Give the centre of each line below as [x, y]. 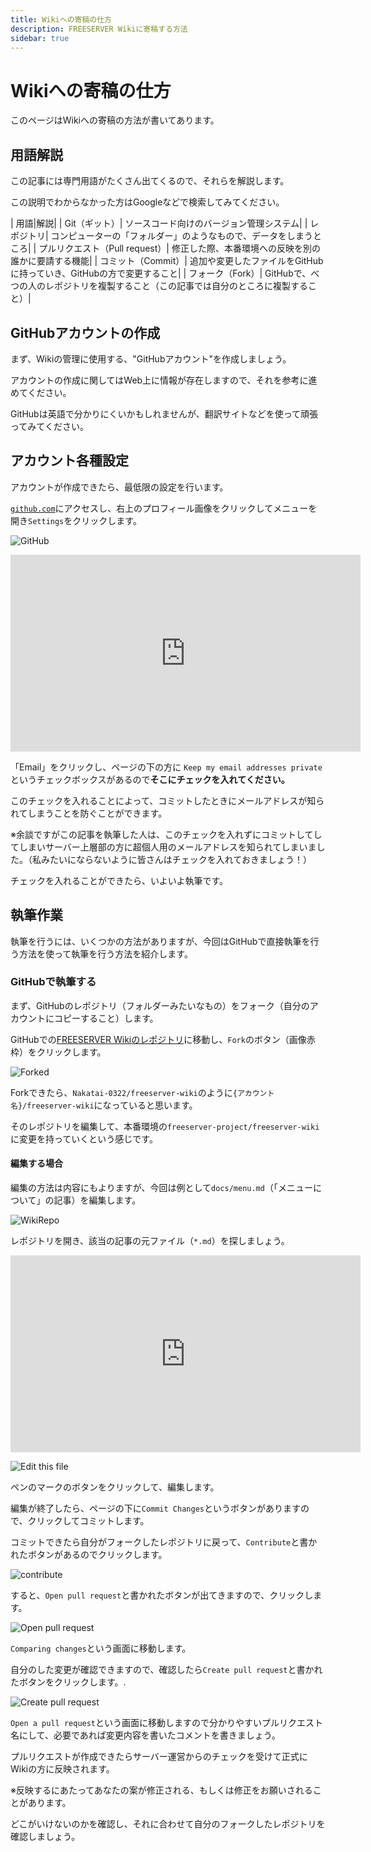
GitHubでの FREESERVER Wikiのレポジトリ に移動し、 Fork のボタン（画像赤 [163, 1039]
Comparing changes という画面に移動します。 [101, 1648]
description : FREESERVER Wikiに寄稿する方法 [99, 29]
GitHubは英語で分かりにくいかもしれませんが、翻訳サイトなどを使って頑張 [164, 413]
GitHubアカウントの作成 [85, 332]
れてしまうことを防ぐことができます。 [89, 813]
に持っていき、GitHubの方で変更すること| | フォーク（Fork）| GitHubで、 [161, 273]
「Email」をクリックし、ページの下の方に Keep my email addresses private [166, 767]
